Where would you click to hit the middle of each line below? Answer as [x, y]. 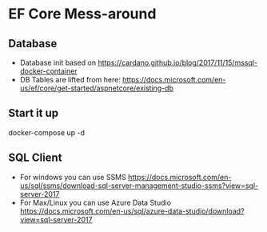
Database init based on [58, 62]
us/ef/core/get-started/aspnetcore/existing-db [97, 88]
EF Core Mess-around [82, 14]
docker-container [48, 71]
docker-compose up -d [47, 132]
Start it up [34, 113]
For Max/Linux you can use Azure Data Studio [96, 202]
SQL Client [35, 158]
